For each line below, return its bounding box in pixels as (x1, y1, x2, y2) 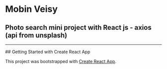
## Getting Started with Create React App (5, 49, 90, 55)
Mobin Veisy (5, 3, 58, 15)
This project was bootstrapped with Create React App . (5, 59, 117, 64)
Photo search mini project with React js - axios (5, 23, 152, 32)
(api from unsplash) (5, 31, 68, 39)
